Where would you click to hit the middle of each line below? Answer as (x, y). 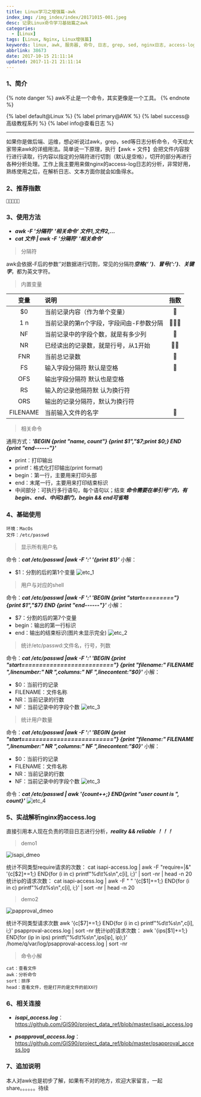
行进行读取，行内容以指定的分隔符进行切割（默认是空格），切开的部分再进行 (99, 156)
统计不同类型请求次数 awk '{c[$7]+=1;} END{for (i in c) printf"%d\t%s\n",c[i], (100, 923)
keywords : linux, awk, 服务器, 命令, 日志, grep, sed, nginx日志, (86, 45)
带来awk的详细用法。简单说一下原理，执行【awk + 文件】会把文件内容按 (100, 149)
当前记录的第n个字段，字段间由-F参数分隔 (104, 323)
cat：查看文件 (21, 968)
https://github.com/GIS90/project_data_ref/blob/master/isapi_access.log (103, 1024)
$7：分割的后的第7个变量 (46, 617)
